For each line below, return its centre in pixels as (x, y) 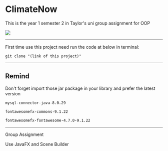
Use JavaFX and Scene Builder (37, 144)
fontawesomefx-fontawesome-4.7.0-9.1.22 (48, 120)
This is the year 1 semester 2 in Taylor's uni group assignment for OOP (78, 23)
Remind (17, 76)
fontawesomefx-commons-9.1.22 (37, 111)
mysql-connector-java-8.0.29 (35, 103)
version (13, 93)
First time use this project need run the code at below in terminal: (72, 47)
